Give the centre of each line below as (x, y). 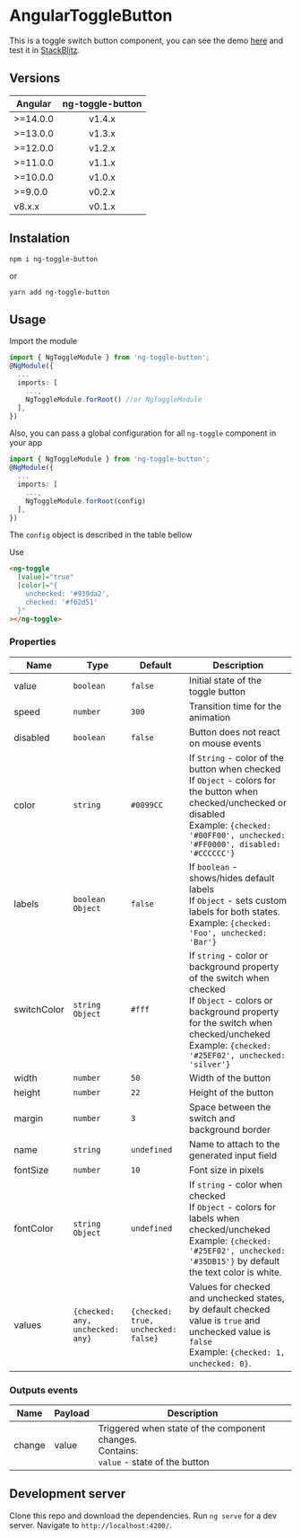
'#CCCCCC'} (212, 853)
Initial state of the (226, 680)
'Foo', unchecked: (228, 933)
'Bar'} (203, 942)
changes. (117, 1440)
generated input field (233, 1155)
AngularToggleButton (91, 16)
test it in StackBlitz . (45, 49)
